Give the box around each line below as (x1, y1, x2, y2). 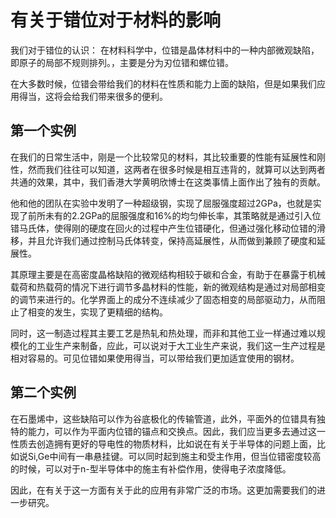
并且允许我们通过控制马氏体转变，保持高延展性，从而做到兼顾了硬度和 (27, 234, 317, 246)
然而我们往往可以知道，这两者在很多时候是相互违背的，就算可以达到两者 (27, 163, 326, 175)
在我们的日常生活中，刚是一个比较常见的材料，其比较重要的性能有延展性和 (10, 151, 317, 163)
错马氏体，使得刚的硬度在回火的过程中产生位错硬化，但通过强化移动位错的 (10, 222, 317, 234)
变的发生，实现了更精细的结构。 (36, 306, 168, 318)
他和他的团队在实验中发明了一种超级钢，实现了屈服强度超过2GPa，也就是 (10, 197, 313, 209)
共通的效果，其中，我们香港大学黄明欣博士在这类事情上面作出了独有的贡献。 (10, 176, 326, 188)
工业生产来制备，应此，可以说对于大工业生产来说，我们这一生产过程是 (36, 339, 326, 351)
